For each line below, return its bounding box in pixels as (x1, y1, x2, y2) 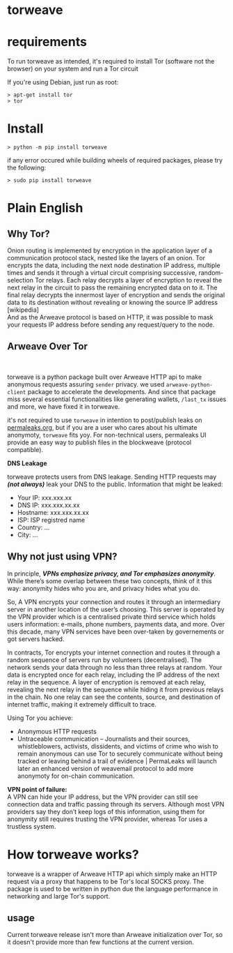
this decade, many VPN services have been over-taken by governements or (7, 627, 225, 636)
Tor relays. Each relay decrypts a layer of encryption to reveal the (34, 276, 223, 285)
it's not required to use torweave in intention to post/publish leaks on (7, 416, 203, 424)
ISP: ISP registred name (17, 516, 86, 524)
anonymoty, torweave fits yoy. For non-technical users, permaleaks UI (7, 430, 207, 439)
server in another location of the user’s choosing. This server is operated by (7, 605, 225, 613)
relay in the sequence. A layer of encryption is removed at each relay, (7, 677, 207, 686)
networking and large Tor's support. (7, 892, 111, 900)
